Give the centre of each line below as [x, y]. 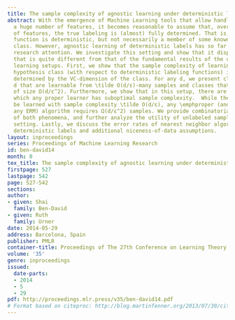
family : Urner [34, 221]
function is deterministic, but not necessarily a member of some [112, 40]
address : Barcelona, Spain [47, 235]
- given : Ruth [28, 215]
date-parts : [31, 273]
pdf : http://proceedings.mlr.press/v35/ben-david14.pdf [90, 300]
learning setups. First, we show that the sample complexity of [109, 66]
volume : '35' [26, 254]
